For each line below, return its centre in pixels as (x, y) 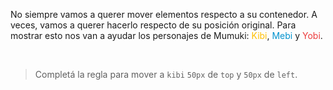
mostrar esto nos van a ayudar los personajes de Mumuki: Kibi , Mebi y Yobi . (166, 35)
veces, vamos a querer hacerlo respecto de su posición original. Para (153, 25)
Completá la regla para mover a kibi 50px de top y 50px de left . (166, 74)
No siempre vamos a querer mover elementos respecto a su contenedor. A (164, 14)
